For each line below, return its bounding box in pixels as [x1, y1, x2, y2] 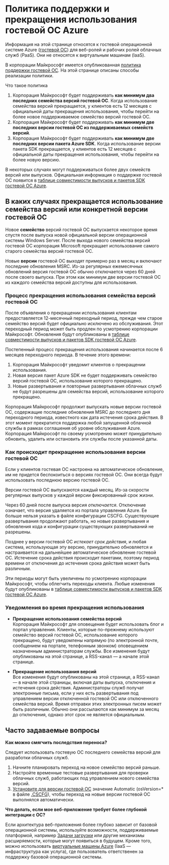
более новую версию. [12, 156, 61, 162]
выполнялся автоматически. [12, 797, 75, 803]
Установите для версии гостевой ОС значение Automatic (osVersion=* [12, 786, 164, 792]
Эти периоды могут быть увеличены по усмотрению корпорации [5, 575, 147, 582]
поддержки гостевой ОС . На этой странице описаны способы [5, 67, 139, 73]
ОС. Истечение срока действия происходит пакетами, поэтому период [5, 555, 159, 561]
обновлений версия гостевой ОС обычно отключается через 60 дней [5, 269, 155, 275]
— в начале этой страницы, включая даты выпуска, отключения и [12, 679, 155, 685]
